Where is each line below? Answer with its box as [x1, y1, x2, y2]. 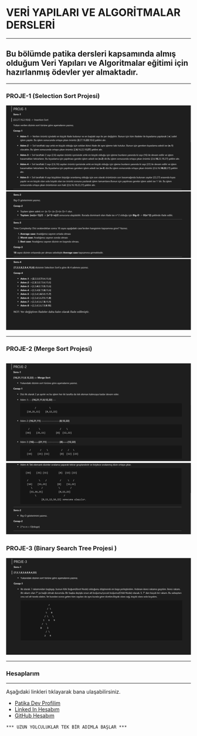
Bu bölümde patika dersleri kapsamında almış [6, 49, 176, 59]
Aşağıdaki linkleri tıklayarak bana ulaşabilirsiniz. [6, 688, 121, 695]
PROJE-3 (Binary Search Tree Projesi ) [6, 544, 117, 553]
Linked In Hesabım [14, 706, 60, 713]
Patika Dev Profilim [14, 700, 60, 707]
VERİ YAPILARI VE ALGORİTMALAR [6, 6, 181, 19]
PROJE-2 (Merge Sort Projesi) [6, 344, 93, 353]
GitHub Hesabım [14, 712, 55, 720]
